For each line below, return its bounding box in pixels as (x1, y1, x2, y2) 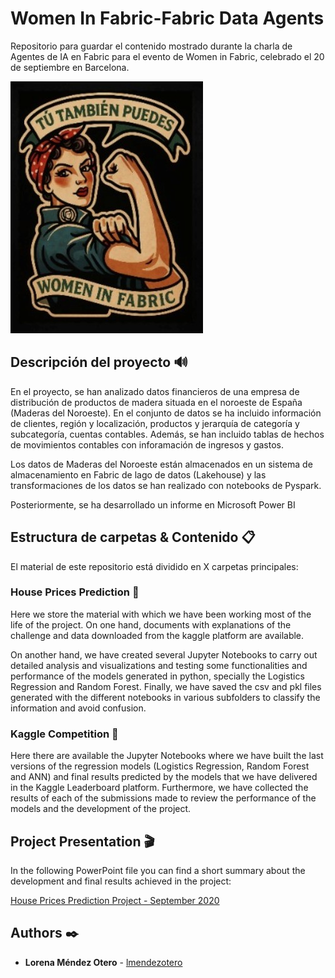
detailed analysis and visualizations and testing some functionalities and (10, 659, 308, 671)
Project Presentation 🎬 (10, 833, 155, 850)
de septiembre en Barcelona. (10, 61, 130, 73)
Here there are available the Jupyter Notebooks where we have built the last (10, 750, 324, 762)
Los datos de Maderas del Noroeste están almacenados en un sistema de (10, 458, 313, 470)
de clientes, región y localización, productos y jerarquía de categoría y (10, 417, 300, 429)
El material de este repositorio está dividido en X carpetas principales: (10, 560, 299, 572)
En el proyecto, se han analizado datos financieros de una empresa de (10, 385, 300, 397)
